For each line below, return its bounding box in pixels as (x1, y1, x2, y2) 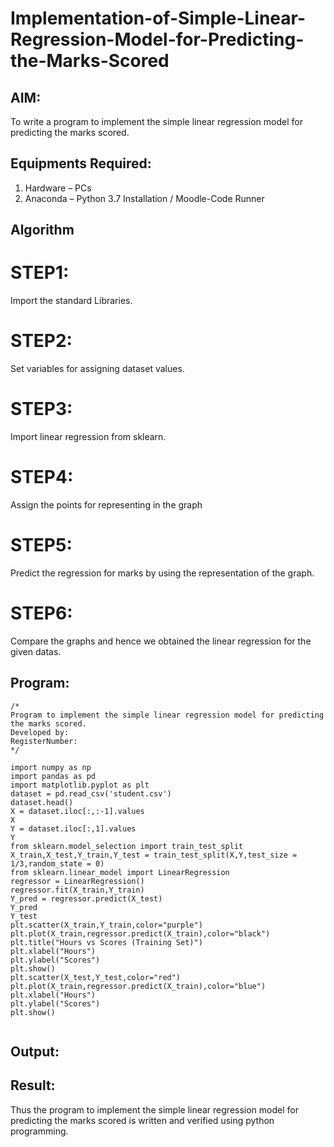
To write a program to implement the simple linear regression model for (10, 116, 303, 127)
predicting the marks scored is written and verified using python (10, 1114, 275, 1126)
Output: (10, 1043, 60, 1061)
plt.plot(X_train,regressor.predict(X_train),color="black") (10, 928, 271, 939)
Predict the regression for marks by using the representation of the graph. (10, 567, 315, 579)
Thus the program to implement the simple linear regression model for (10, 1103, 299, 1116)
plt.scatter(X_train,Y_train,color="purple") (10, 920, 203, 930)
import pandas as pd (10, 771, 97, 781)
